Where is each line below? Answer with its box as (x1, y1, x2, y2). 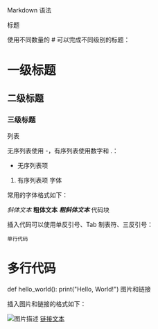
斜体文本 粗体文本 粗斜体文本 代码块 (7, 205, 109, 214)
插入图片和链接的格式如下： (7, 299, 87, 307)
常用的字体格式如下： (7, 190, 68, 199)
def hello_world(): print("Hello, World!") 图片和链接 (7, 285, 151, 293)
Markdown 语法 (7, 6, 52, 14)
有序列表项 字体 (17, 176, 62, 184)
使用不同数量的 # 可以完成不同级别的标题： (7, 35, 130, 44)
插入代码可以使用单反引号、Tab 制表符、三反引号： (7, 220, 154, 228)
